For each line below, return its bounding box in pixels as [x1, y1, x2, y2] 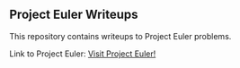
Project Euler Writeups [9, 7, 138, 22]
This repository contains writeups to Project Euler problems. [9, 30, 232, 41]
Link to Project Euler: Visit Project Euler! [9, 48, 156, 59]
